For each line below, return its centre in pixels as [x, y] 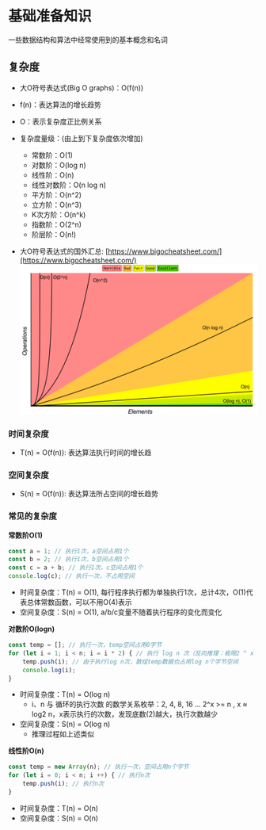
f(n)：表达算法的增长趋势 [60, 105]
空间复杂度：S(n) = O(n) [59, 818]
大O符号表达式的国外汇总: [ [64, 251]
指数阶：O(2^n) [56, 224]
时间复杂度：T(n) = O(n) [59, 808]
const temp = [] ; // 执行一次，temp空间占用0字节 [85, 645]
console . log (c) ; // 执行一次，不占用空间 [71, 576]
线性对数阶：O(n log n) [69, 185]
